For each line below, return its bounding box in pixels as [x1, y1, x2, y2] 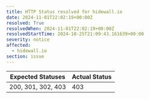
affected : [6, 43, 31, 49]
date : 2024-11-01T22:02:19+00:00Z [6, 14, 93, 20]
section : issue [6, 53, 45, 59]
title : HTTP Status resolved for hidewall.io [6, 8, 122, 15]
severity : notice [6, 37, 50, 43]
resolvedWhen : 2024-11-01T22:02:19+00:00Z [6, 25, 114, 32]
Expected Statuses [10, 73, 66, 81]
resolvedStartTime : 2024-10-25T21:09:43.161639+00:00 [6, 31, 145, 37]
